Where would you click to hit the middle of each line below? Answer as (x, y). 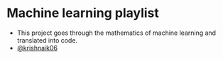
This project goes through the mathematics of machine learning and (116, 33)
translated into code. (47, 40)
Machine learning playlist (83, 13)
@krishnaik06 (37, 48)
